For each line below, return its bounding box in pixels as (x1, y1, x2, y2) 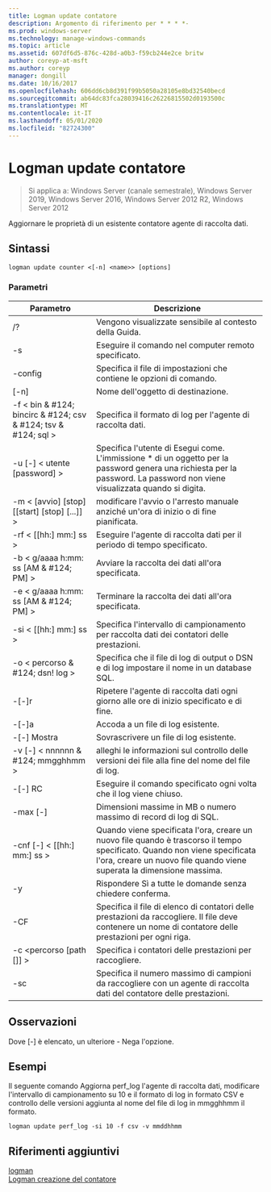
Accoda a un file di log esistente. (96, 719, 219, 730)
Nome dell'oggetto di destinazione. (96, 386, 228, 397)
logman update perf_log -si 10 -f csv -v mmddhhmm (8, 1123, 182, 1131)
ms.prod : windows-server (8, 27, 92, 35)
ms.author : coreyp (8, 65, 70, 73)
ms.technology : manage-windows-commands (8, 34, 147, 43)
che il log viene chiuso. (96, 788, 183, 799)
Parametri (8, 281, 48, 293)
